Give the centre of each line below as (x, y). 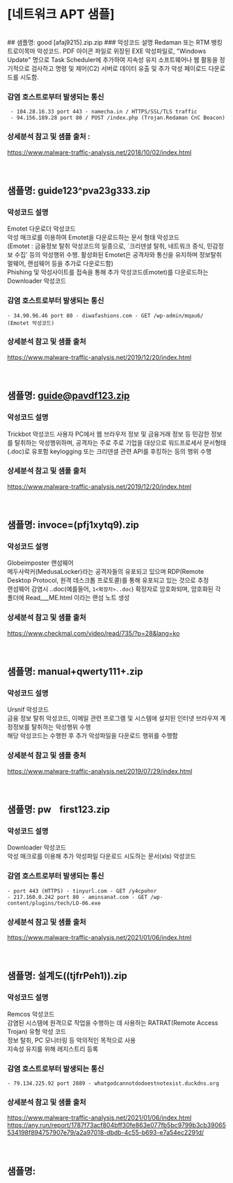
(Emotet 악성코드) (31, 323)
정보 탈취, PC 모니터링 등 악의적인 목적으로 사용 (72, 1040)
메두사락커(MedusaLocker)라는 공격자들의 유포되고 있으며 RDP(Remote (106, 572)
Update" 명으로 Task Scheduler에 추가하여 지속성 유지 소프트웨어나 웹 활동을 (113, 59)
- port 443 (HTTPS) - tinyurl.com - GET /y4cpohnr (82, 891)
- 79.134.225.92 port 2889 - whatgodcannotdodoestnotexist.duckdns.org (113, 1083)
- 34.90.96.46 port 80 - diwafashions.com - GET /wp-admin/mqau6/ (105, 315)
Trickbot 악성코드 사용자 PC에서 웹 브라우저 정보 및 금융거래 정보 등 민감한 (109, 434)
